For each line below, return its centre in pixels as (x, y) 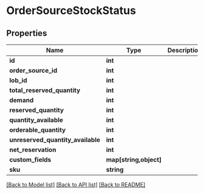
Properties (27, 33)
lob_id (18, 80)
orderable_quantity (38, 130)
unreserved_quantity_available (55, 140)
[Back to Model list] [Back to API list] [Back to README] (76, 185)
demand (22, 100)
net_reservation (33, 150)
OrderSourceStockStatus (71, 11)
